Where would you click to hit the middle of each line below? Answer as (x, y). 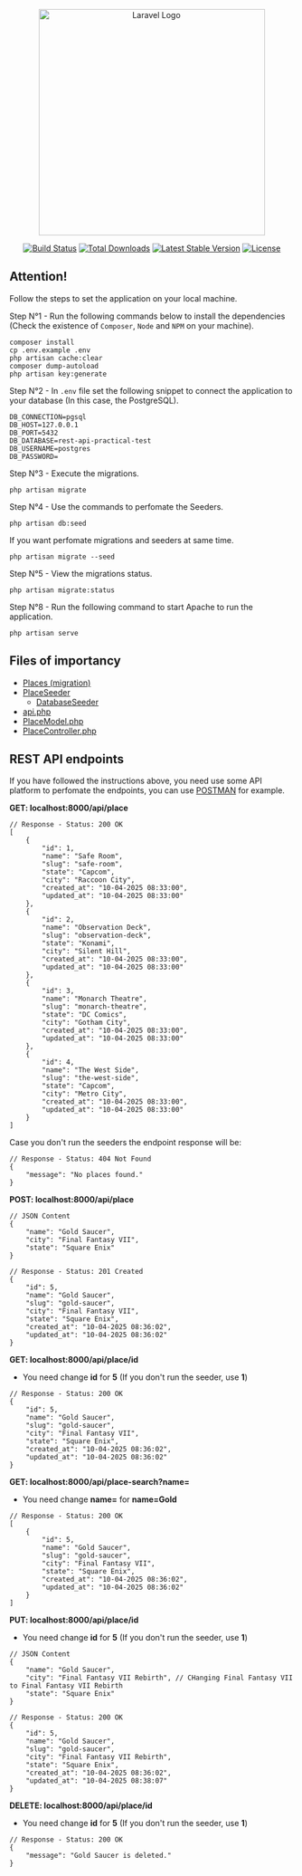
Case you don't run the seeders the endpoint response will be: (126, 1143)
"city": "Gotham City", (86, 1023)
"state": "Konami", (79, 943)
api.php (37, 712)
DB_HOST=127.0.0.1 (44, 425)
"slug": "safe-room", (83, 865)
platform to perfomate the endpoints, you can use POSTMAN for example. (147, 790)
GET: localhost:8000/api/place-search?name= (99, 1482)
